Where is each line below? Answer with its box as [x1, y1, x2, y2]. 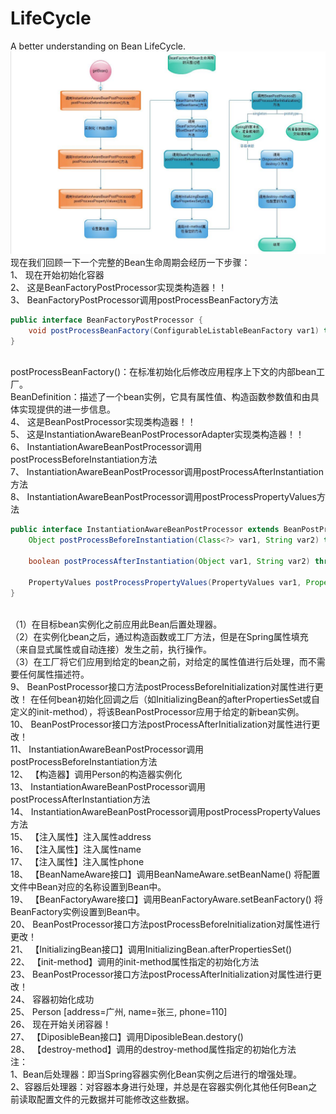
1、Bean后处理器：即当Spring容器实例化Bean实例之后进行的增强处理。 [10, 1068, 303, 1080]
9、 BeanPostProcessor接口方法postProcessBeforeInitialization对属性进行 [10, 680, 315, 692]
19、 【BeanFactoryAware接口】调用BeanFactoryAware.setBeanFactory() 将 [10, 893, 323, 905]
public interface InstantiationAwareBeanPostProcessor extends [10, 525, 280, 535]
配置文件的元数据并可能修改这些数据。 [36, 1093, 195, 1105]
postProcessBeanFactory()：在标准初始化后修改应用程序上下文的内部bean [10, 366, 317, 378]
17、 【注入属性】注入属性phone [10, 855, 145, 867]
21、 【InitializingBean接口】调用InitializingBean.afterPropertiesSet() [10, 943, 293, 955]
